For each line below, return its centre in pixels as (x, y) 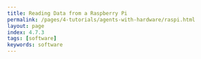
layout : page (26, 26)
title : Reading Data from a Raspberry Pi (67, 13)
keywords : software (35, 45)
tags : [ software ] (32, 39)
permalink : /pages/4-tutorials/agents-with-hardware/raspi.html (101, 20)
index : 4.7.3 (26, 32)
